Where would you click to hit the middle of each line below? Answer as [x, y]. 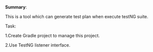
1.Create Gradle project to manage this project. [53, 36]
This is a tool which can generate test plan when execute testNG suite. [77, 16]
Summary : [16, 7]
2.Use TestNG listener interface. [38, 45]
